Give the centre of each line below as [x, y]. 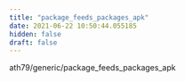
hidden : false [36, 34]
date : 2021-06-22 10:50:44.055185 [73, 26]
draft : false [33, 42]
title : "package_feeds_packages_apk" [79, 17]
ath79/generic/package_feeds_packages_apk [92, 68]
